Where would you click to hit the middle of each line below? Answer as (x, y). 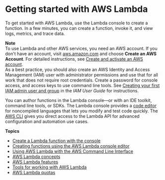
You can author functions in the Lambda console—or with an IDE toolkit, (79, 100)
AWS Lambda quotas (34, 172)
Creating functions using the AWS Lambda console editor (71, 146)
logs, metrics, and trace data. (35, 33)
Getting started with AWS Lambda (77, 9)
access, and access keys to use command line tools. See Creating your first (82, 85)
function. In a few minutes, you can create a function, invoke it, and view (79, 28)
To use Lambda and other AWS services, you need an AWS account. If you (81, 48)
